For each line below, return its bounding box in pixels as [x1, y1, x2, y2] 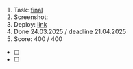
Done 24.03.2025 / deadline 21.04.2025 [13, 27, 127, 36]
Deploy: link [13, 20, 47, 28]
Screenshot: [13, 13, 49, 21]
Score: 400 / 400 [13, 35, 63, 43]
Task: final [13, 6, 43, 14]
